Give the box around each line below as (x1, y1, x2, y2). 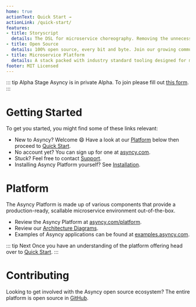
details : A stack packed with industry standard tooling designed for (11, 57, 187, 63)
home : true (6, 8, 33, 15)
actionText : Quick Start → (6, 14, 72, 20)
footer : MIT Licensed (6, 63, 59, 69)
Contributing (6, 269, 69, 282)
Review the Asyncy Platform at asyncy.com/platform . (14, 219, 142, 226)
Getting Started (6, 106, 83, 119)
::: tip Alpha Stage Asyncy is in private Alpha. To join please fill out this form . (6, 79, 190, 86)
